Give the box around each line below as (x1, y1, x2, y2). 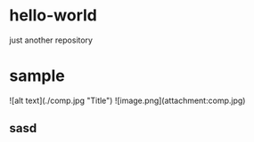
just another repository (9, 35, 94, 45)
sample (9, 66, 65, 86)
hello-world (9, 5, 98, 26)
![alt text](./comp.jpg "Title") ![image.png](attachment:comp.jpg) (9, 95, 246, 106)
